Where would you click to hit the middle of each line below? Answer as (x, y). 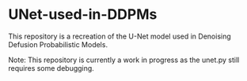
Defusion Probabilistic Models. (58, 44)
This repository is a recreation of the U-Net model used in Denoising (120, 36)
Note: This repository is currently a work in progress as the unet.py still (124, 60)
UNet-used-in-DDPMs (83, 15)
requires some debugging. (51, 68)
